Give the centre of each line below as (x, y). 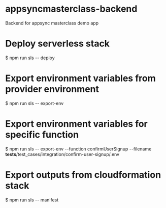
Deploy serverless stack (58, 44)
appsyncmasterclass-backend (71, 9)
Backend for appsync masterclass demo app (52, 23)
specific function (42, 135)
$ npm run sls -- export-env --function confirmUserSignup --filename (78, 149)
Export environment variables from (80, 78)
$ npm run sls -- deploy (30, 58)
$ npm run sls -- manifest (32, 200)
